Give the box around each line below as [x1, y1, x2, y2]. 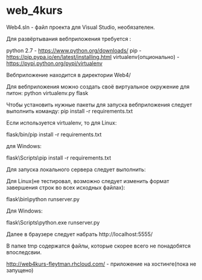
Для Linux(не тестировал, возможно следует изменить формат [6, 177, 170, 184]
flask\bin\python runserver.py [6, 195, 80, 202]
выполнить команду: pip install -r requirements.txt [6, 107, 133, 114]
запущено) [6, 266, 34, 274]
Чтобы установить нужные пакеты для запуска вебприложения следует [6, 101, 192, 108]
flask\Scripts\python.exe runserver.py [6, 219, 100, 226]
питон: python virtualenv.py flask [6, 89, 89, 96]
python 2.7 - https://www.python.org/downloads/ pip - [6, 46, 142, 54]
